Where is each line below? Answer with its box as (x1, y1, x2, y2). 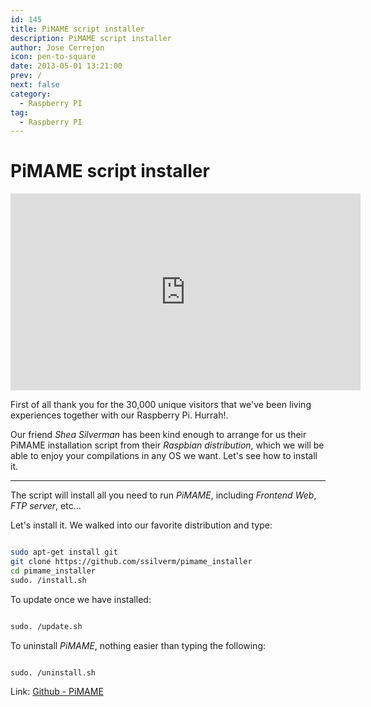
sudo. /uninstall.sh (10, 667, 97, 678)
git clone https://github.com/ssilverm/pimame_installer (10, 557, 253, 567)
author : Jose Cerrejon (10, 42, 105, 53)
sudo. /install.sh (10, 575, 87, 585)
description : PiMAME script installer (10, 33, 172, 43)
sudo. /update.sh (10, 621, 83, 631)
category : (10, 89, 52, 99)
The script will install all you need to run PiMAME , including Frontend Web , (10, 489, 317, 501)
